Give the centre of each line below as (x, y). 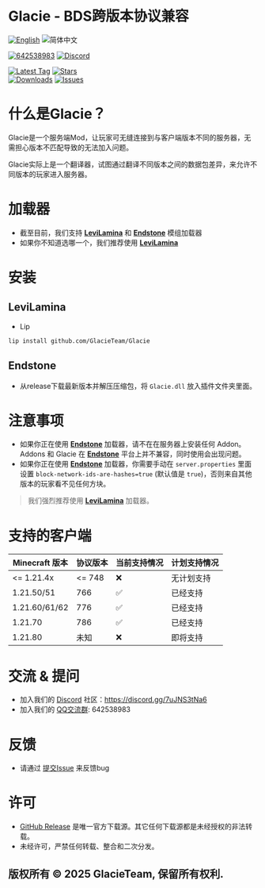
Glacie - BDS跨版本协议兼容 (99, 16)
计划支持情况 (195, 563)
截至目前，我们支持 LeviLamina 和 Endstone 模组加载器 (111, 233)
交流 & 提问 (44, 676)
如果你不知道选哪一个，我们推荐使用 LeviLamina (99, 242)
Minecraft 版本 (40, 563)
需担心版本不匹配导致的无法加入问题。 (70, 147)
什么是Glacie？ (57, 114)
